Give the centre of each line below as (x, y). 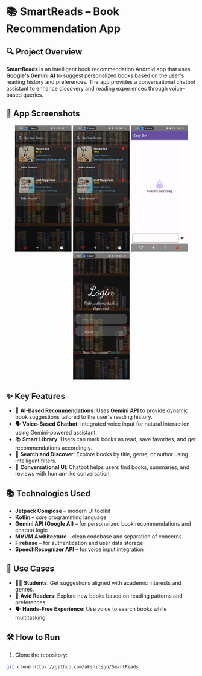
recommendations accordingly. (53, 448)
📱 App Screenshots (43, 114)
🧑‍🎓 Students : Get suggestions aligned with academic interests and (98, 582)
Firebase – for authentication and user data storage (79, 543)
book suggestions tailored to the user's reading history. (84, 417)
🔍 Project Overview (44, 52)
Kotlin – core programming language (61, 517)
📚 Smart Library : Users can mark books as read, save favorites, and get (105, 439)
